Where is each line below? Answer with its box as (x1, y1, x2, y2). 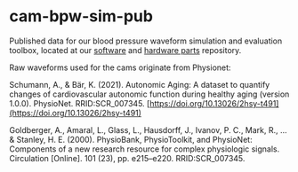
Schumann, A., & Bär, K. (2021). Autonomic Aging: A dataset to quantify (9, 79, 270, 90)
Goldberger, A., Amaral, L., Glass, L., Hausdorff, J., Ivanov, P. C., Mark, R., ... (9, 124, 287, 135)
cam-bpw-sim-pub (9, 6, 154, 27)
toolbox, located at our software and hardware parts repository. (9, 44, 242, 55)
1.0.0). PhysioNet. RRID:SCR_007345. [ (9, 98, 150, 108)
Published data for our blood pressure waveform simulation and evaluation (9, 35, 283, 46)
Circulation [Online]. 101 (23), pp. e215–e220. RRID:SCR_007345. (9, 152, 246, 163)
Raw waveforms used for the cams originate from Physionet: (9, 62, 231, 73)
